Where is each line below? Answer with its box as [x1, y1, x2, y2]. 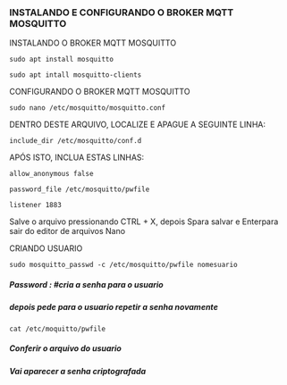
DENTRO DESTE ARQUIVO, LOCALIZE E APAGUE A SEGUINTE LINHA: [9, 119, 266, 130]
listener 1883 [9, 201, 63, 210]
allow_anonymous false [9, 170, 94, 179]
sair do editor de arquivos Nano [9, 226, 126, 237]
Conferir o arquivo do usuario [9, 343, 122, 354]
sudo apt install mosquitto [9, 55, 114, 64]
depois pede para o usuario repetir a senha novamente [9, 302, 219, 313]
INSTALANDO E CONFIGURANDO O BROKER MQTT [9, 6, 234, 19]
